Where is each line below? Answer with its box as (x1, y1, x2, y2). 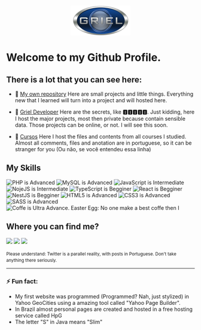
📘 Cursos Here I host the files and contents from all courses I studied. (14, 133, 187, 140)
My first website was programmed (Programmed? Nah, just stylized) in (14, 292, 190, 300)
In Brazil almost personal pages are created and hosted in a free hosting (14, 305, 193, 313)
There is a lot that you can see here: (6, 74, 142, 85)
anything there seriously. (6, 257, 57, 263)
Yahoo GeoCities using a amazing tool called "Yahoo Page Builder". (14, 299, 181, 306)
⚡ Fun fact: (6, 277, 38, 285)
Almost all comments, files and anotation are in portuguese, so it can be (14, 139, 192, 146)
